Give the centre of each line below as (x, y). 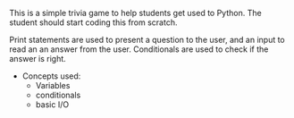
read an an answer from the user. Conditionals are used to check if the (139, 49)
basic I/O (52, 105)
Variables (53, 85)
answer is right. (38, 59)
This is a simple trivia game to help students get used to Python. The (135, 13)
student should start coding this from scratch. (93, 22)
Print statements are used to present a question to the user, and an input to (147, 40)
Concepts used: (51, 76)
